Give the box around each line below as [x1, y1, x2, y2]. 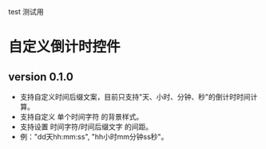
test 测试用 [8, 7, 44, 16]
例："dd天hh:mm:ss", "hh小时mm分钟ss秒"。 [19, 132, 169, 141]
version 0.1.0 [8, 70, 73, 84]
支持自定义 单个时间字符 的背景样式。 [19, 112, 144, 121]
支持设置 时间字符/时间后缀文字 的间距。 [19, 122, 153, 131]
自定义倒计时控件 [8, 38, 121, 56]
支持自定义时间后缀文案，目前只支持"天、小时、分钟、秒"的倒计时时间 [19, 92, 251, 101]
